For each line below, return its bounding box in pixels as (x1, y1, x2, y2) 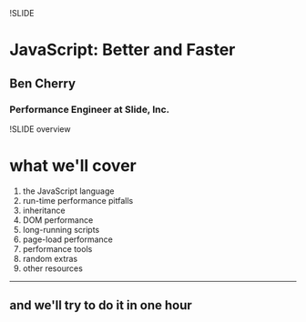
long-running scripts (22, 224, 100, 235)
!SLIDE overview (9, 123, 71, 135)
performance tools (22, 243, 93, 254)
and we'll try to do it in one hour (9, 297, 193, 313)
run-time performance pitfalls (22, 195, 134, 206)
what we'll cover (9, 156, 137, 176)
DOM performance (22, 214, 94, 226)
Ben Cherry (9, 75, 76, 91)
